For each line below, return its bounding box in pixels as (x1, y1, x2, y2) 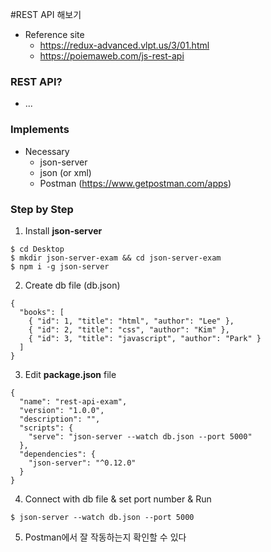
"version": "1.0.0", (19, 405, 105, 415)
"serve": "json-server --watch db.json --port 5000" (28, 431, 253, 442)
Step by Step (10, 202, 74, 216)
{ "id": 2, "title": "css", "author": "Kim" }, (28, 324, 230, 335)
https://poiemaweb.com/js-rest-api (39, 50, 185, 62)
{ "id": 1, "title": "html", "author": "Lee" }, (28, 316, 235, 326)
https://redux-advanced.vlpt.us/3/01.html (39, 39, 210, 51)
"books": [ (19, 307, 65, 317)
